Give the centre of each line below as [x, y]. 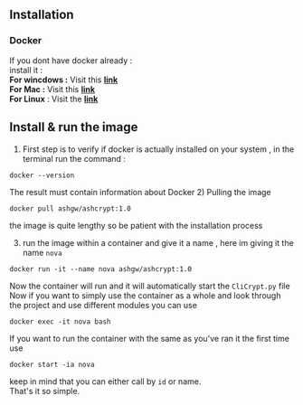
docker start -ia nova [52, 364]
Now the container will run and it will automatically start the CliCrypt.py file [150, 286]
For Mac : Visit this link [52, 89]
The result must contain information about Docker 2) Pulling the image [140, 192]
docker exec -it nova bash [60, 321]
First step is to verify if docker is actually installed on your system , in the [158, 149]
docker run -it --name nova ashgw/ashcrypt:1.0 [101, 269]
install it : [26, 70]
